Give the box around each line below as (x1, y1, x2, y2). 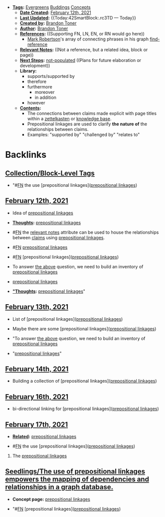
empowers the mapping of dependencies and (5, 475, 150, 484)
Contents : (19, 105, 41, 111)
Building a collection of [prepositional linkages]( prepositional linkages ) (12, 378, 157, 384)
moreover (34, 89, 55, 95)
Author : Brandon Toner (19, 25, 68, 31)
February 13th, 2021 (5, 303, 69, 311)
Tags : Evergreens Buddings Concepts (12, 4, 91, 10)
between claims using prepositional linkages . (12, 234, 105, 240)
